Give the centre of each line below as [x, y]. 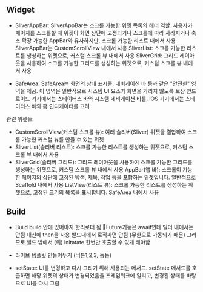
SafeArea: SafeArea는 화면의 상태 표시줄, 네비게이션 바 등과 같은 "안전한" [102, 83]
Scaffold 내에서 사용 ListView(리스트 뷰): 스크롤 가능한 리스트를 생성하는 [101, 184]
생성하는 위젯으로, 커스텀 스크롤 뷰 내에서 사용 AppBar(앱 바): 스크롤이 [98, 169]
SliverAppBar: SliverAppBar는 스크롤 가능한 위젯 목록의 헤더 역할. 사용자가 [104, 25]
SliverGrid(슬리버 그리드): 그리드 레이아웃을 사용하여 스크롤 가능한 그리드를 [104, 162]
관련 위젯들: [20, 119]
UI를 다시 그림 [43, 283]
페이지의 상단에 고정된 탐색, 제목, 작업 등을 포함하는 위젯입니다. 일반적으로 [109, 177]
